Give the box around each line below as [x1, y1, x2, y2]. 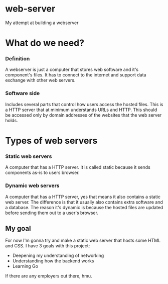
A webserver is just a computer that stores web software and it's [5, 66, 139, 73]
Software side [5, 90, 40, 97]
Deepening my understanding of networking [12, 252, 104, 259]
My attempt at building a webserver [5, 20, 79, 26]
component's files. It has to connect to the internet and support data [5, 72, 146, 78]
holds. [5, 117, 19, 123]
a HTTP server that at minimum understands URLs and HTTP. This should [5, 107, 157, 113]
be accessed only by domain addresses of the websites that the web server [5, 112, 162, 118]
